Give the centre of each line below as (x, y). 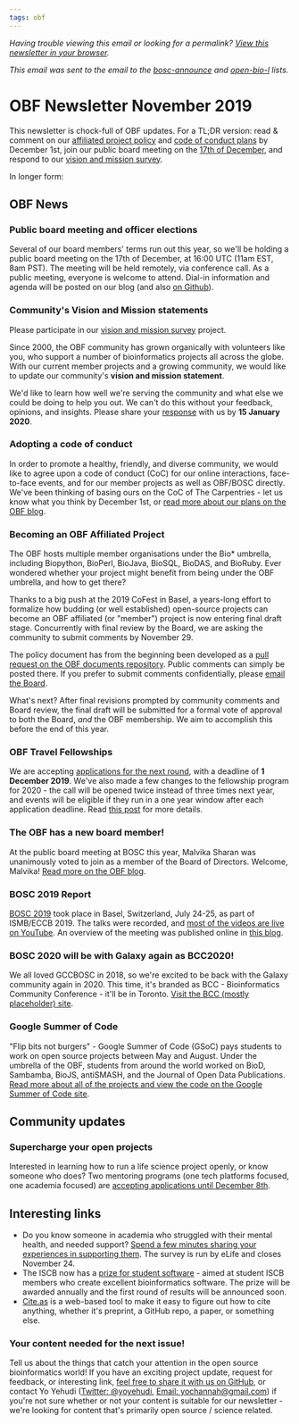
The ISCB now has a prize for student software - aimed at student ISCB (153, 1273)
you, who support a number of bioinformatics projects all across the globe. (146, 356)
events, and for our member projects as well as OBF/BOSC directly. (162, 482)
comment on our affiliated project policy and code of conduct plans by (139, 140)
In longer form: (37, 176)
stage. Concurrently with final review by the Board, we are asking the (136, 628)
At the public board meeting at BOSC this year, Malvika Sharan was (133, 852)
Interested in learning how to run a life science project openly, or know (139, 1167)
